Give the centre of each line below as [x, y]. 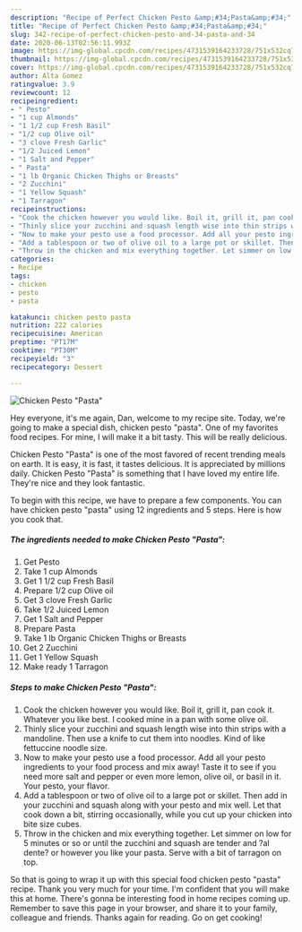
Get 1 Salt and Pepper [63, 619]
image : [22, 51]
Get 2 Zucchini [50, 648]
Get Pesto [42, 562]
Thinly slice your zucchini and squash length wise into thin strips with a [155, 729]
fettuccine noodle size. [65, 748]
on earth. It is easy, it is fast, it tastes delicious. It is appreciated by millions [148, 463]
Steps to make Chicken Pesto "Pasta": [83, 687]
